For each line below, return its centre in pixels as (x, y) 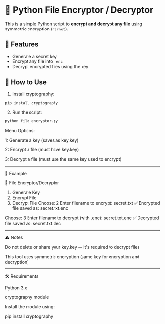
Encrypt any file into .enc (37, 61)
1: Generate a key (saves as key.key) (42, 140)
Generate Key (26, 192)
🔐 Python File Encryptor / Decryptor (79, 10)
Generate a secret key (35, 56)
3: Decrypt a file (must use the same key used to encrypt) (63, 159)
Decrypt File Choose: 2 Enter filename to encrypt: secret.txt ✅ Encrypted (86, 203)
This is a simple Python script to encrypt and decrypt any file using (74, 24)
